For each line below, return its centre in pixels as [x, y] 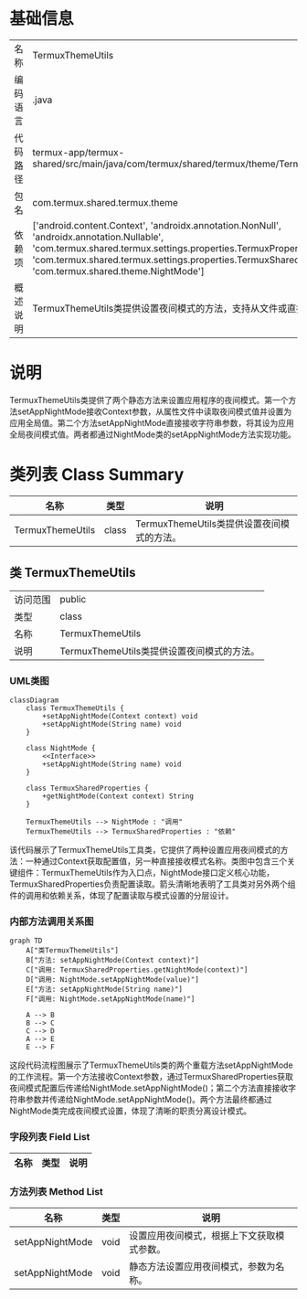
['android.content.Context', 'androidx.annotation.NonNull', [157, 225]
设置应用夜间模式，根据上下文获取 [202, 1235]
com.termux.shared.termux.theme [105, 202]
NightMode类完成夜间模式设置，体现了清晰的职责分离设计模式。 [131, 1111]
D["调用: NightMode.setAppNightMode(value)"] [112, 980]
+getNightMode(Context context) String [118, 796]
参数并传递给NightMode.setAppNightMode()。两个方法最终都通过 [148, 1100]
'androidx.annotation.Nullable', [98, 237]
